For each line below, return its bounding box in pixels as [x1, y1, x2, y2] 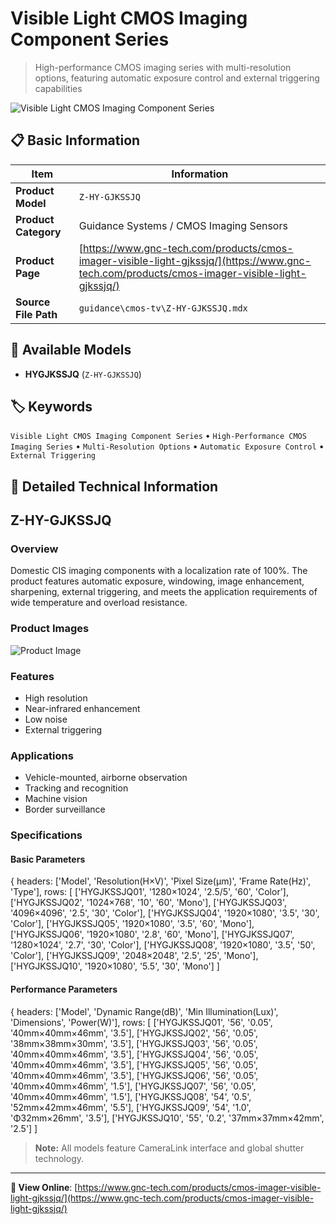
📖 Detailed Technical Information [10, 478, 219, 495]
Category [15, 225, 62, 239]
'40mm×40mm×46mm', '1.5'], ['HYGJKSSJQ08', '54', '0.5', [10, 1090, 252, 1102]
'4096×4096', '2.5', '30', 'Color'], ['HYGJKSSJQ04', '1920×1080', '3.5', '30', [10, 907, 320, 919]
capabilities [34, 82, 83, 94]
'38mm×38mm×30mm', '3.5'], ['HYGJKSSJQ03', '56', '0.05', [10, 1037, 258, 1049]
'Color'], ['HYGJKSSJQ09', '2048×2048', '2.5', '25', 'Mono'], [10, 950, 259, 962]
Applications [10, 748, 74, 762]
